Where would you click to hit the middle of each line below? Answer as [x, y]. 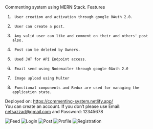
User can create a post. [40, 26]
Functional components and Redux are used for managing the [77, 88]
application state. [32, 92]
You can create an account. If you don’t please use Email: [63, 106]
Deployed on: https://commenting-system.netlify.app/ [59, 101]
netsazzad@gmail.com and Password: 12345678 [54, 112]
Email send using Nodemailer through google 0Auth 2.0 [71, 69]
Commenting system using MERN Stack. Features [55, 7]
